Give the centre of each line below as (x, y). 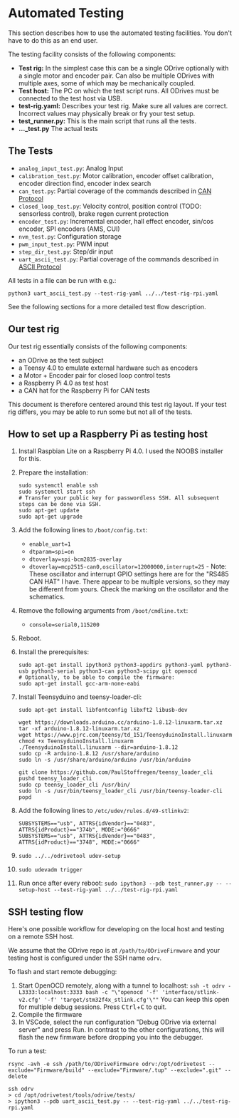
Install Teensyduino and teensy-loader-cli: (80, 697)
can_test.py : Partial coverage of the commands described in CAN (115, 191)
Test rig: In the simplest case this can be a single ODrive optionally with (123, 68)
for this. (30, 459)
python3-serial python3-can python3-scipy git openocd (115, 671)
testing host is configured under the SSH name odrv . (85, 958)
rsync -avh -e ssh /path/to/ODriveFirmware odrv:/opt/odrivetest (107, 1064)
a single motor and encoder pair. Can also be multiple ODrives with (116, 76)
